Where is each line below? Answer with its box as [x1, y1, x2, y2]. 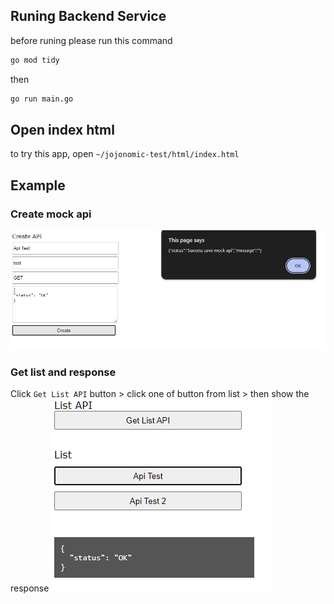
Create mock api [10, 207, 92, 221]
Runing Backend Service [10, 8, 167, 25]
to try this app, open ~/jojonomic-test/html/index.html [10, 148, 240, 160]
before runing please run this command [10, 34, 173, 46]
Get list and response [10, 365, 117, 379]
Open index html [10, 121, 115, 138]
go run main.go [10, 94, 74, 104]
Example [10, 177, 66, 194]
